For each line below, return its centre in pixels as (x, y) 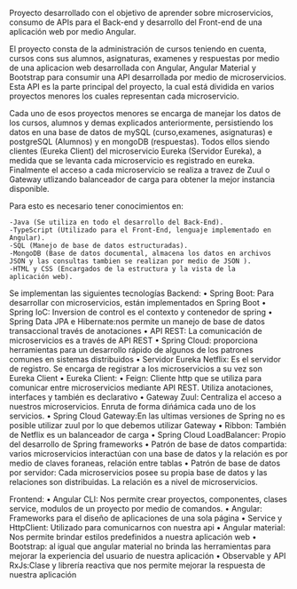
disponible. (30, 189)
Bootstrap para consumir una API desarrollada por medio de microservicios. (148, 77)
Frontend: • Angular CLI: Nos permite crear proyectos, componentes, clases (148, 499)
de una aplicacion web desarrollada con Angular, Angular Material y (133, 68)
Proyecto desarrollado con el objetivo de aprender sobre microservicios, (141, 13)
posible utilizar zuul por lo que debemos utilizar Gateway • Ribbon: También (148, 425)
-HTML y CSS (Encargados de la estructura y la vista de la (123, 269)
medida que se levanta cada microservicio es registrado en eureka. (132, 160)
